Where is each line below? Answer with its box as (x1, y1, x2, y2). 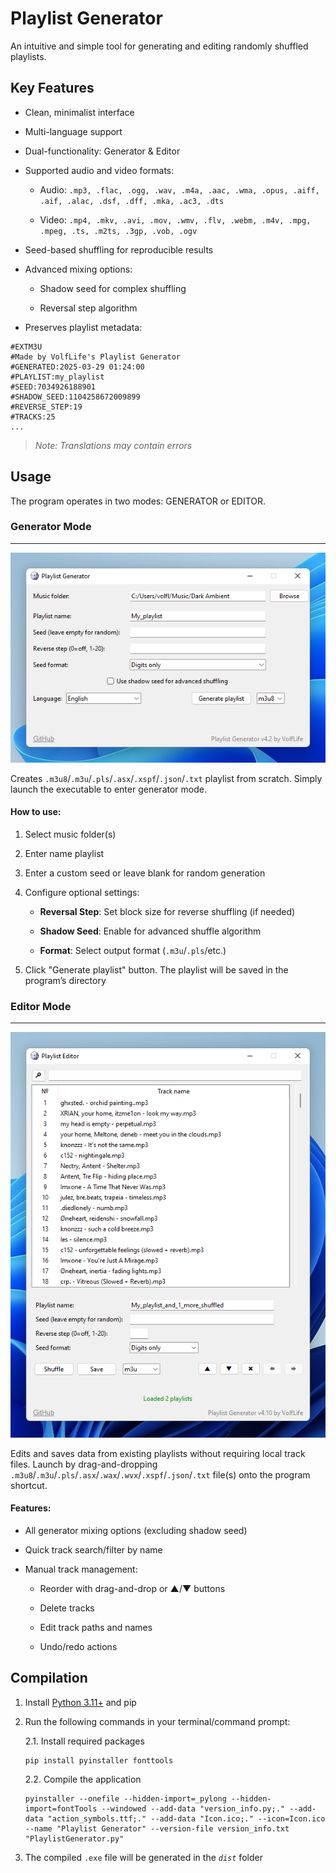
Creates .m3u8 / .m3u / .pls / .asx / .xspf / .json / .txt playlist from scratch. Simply (10, 772, 323, 784)
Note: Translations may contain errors (34, 439, 193, 451)
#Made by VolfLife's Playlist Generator (10, 352, 182, 362)
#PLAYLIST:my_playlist (10, 372, 105, 382)
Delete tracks (39, 1602, 95, 1614)
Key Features (10, 80, 95, 97)
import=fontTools (24, 1803, 98, 1814)
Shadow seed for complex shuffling (39, 282, 187, 294)
